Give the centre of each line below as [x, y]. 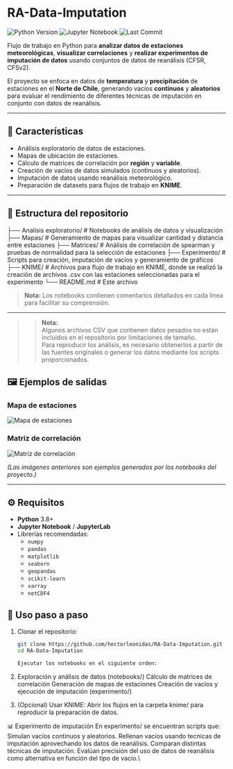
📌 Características [45, 132]
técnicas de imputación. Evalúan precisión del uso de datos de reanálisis [111, 750]
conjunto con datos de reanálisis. [54, 103]
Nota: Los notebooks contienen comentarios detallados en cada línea [123, 295]
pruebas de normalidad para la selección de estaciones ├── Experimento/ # [116, 252]
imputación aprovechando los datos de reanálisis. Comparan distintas [107, 743]
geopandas [42, 572]
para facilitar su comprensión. [67, 303]
